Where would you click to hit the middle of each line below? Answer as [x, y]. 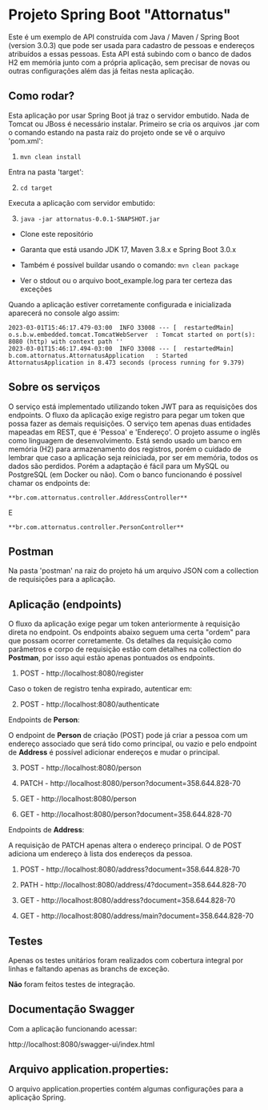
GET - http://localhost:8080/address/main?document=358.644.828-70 [137, 916]
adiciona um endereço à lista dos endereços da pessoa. [100, 854]
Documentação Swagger [72, 1010]
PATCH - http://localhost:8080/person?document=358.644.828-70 [130, 783]
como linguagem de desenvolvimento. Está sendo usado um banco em [125, 440]
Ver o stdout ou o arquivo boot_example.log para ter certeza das [126, 280]
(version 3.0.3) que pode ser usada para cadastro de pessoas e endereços [132, 45]
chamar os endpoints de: [49, 483]
